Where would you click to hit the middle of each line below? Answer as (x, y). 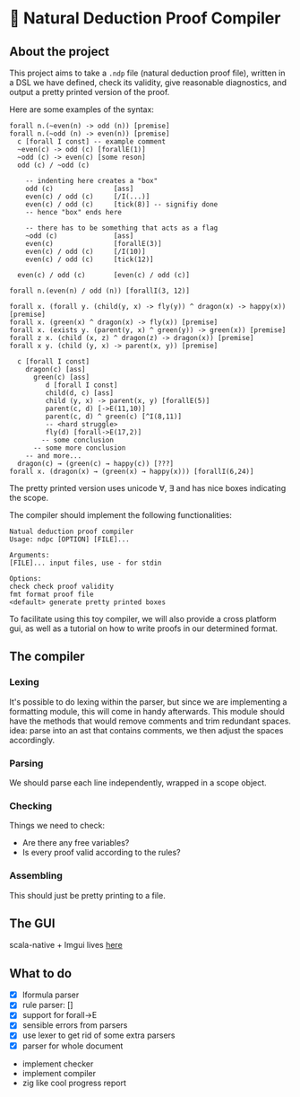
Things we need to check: (57, 826)
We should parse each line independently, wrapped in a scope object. (138, 782)
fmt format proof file (51, 594)
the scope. (29, 498)
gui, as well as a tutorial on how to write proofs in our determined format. (144, 628)
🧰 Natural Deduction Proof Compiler (145, 18)
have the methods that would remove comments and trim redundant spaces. (150, 721)
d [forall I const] (81, 385)
